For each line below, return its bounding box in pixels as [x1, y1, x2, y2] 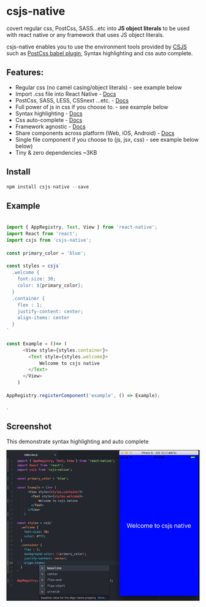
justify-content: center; [17, 308, 84, 314]
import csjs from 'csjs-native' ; [6, 237, 92, 243]
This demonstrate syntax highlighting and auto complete [6, 438, 149, 445]
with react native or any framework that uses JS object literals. [6, 31, 164, 38]
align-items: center [17, 315, 70, 321]
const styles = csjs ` [6, 263, 62, 269]
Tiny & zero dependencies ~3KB [15, 149, 97, 156]
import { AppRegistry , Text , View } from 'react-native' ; [6, 224, 158, 231]
